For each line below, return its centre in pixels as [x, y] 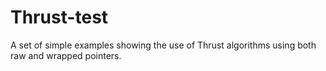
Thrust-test [59, 17]
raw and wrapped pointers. [66, 55]
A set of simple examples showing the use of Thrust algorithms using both [163, 45]
